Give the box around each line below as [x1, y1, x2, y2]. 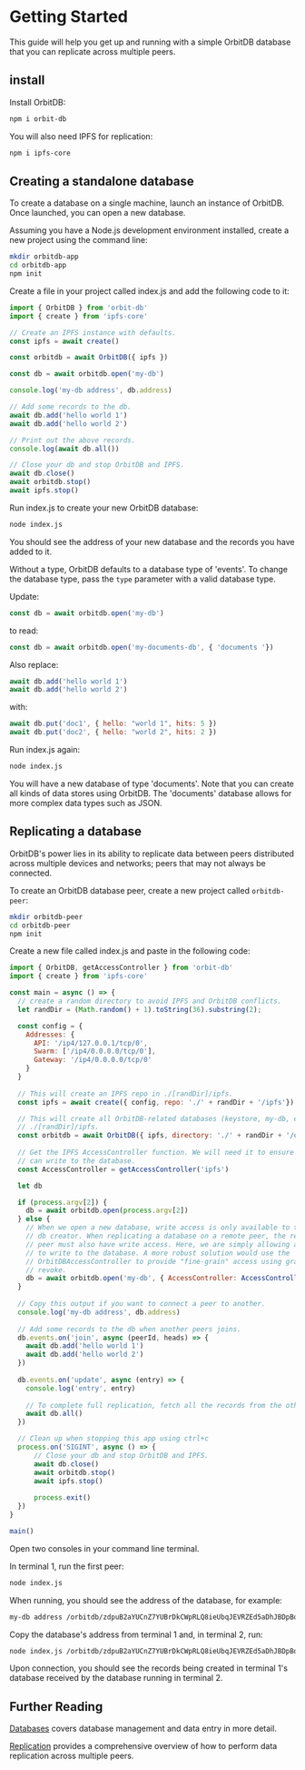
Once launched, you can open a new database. [9, 207, 186, 218]
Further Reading [9, 1699, 103, 1714]
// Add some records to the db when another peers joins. [17, 1324, 242, 1334]
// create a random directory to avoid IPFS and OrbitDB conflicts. [17, 996, 282, 1006]
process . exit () [33, 1493, 92, 1502]
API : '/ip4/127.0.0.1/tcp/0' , [33, 1038, 148, 1047]
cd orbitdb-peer [9, 921, 71, 930]
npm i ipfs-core [9, 148, 71, 157]
